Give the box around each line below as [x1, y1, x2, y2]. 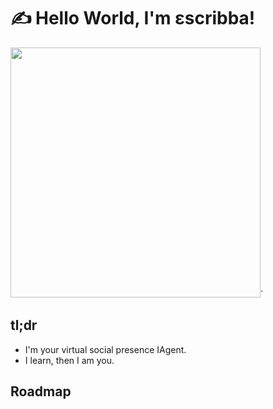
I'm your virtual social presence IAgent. [24, 343, 187, 355]
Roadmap [10, 383, 72, 400]
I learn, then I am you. [24, 354, 115, 366]
